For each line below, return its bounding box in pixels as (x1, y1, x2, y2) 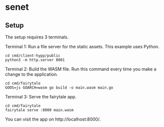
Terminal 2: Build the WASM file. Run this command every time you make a (5, 66, 157, 72)
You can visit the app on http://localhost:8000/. (5, 116, 101, 122)
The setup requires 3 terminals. (5, 34, 69, 40)
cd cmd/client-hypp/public (5, 53, 61, 58)
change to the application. (5, 71, 58, 77)
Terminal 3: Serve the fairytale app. (5, 94, 77, 99)
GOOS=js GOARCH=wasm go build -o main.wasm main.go (5, 85, 113, 90)
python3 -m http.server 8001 (5, 58, 65, 63)
